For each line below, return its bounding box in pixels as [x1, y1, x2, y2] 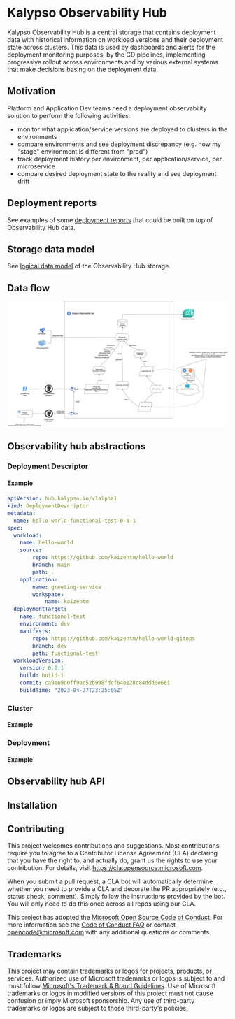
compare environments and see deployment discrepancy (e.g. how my [17, 140, 222, 148]
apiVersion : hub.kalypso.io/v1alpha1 [7, 495, 117, 503]
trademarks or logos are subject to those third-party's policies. [7, 1004, 188, 1013]
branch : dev [32, 642, 68, 649]
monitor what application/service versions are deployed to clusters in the [17, 124, 228, 133]
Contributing [7, 823, 64, 834]
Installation [7, 799, 57, 811]
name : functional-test [20, 613, 86, 620]
